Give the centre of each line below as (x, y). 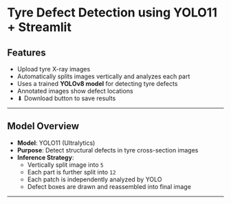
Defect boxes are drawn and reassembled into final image (109, 186)
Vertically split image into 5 (65, 165)
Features (26, 53)
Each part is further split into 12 (71, 172)
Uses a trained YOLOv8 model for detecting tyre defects (97, 83)
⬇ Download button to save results (66, 98)
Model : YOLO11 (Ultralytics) (56, 143)
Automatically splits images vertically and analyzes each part (103, 76)
